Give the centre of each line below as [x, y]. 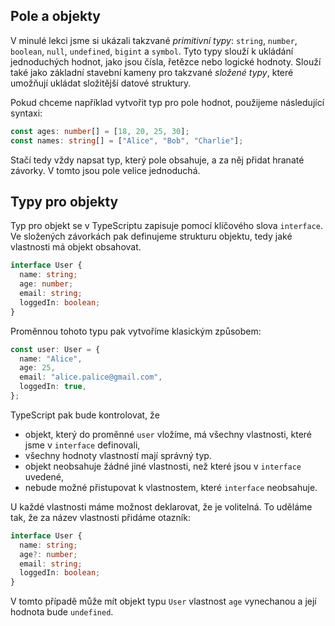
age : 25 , [37, 368]
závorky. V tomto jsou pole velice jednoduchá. [105, 170]
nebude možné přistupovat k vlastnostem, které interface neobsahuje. [171, 487]
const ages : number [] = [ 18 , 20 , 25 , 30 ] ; [100, 131]
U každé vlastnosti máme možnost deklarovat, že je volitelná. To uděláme [161, 506]
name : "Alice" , [51, 359]
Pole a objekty [55, 16]
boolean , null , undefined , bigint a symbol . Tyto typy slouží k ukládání [152, 51]
